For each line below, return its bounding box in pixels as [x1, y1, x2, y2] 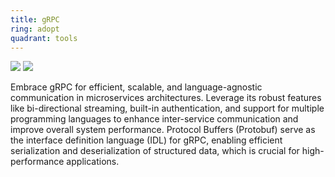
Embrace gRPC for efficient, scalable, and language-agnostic [10, 81, 263, 93]
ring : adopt [10, 24, 60, 34]
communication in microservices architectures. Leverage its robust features [10, 92, 322, 104]
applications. [66, 156, 120, 168]
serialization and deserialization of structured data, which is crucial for [10, 145, 300, 157]
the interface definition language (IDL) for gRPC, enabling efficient [10, 134, 283, 146]
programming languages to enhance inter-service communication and [10, 113, 299, 125]
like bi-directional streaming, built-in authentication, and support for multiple [10, 102, 325, 115]
